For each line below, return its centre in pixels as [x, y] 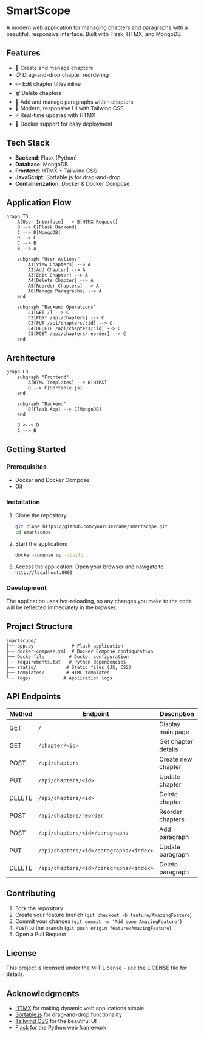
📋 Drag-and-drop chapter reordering [62, 74]
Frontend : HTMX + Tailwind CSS [56, 171]
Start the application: [41, 543]
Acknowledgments [43, 993]
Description [177, 713]
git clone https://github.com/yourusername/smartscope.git [91, 527]
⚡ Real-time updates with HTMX [55, 115]
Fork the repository [39, 908]
